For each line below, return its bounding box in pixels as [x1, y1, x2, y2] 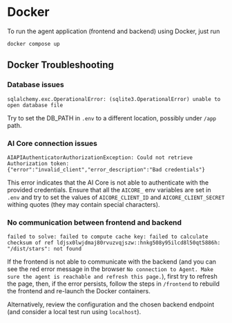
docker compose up [7, 40, 60, 47]
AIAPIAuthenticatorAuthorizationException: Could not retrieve [7, 154, 193, 161]
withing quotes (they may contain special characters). [7, 200, 160, 208]
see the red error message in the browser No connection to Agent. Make [7, 265, 214, 273]
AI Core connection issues [7, 138, 98, 148]
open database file [7, 102, 64, 109]
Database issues [7, 80, 64, 90]
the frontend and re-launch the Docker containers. [7, 287, 151, 295]
